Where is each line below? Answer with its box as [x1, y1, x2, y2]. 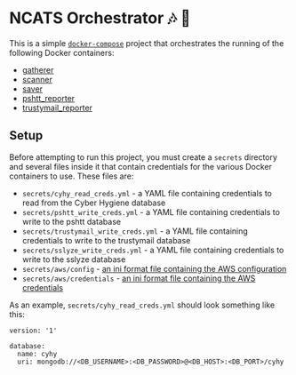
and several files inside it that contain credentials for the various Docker [9, 161, 273, 172]
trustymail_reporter [21, 102, 93, 113]
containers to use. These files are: [9, 171, 134, 181]
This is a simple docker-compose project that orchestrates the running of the [9, 37, 284, 48]
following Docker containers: [9, 47, 115, 58]
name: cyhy [17, 349, 58, 358]
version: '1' [9, 326, 58, 335]
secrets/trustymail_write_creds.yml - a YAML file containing [21, 226, 249, 236]
